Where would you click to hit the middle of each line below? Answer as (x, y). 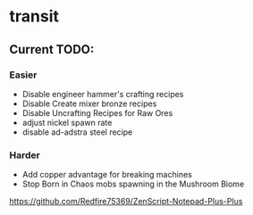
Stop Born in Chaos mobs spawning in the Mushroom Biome (133, 184)
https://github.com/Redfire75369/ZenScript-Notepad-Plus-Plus (126, 202)
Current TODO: (52, 50)
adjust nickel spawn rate (67, 122)
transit (34, 17)
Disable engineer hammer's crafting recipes (103, 94)
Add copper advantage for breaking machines (107, 175)
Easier (23, 75)
